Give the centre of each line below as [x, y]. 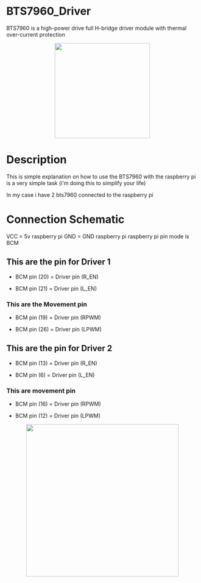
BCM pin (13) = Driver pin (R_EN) [56, 363]
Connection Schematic [65, 220]
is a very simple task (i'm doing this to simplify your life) [76, 183]
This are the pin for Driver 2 [59, 348]
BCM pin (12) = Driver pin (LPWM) [58, 416]
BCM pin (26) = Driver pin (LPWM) [58, 329]
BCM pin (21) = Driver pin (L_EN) [56, 288]
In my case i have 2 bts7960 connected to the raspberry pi [80, 195]
